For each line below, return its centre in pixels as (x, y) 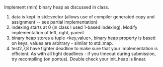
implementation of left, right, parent (48, 33)
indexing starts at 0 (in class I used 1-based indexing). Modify (74, 27)
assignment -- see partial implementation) (54, 22)
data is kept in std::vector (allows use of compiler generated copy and (83, 17)
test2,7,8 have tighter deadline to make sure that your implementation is (84, 48)
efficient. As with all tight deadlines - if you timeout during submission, (83, 54)
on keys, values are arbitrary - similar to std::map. (62, 43)
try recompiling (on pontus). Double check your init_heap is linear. (79, 59)
